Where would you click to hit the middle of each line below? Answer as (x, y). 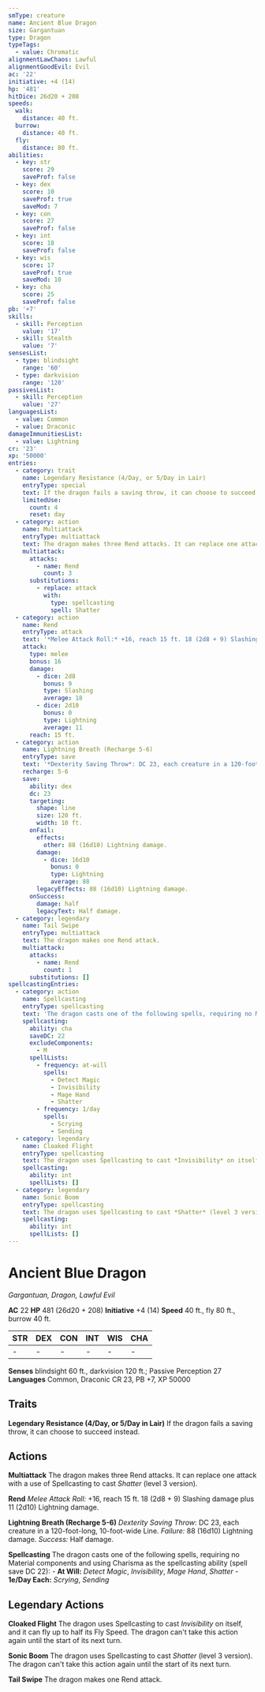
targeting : (47, 801)
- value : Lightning (47, 441)
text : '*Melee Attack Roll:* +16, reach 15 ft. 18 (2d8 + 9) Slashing (141, 640)
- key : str (33, 163)
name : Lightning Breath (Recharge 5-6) (88, 750)
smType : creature (37, 15)
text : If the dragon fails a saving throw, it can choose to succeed (139, 493)
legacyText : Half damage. (79, 911)
